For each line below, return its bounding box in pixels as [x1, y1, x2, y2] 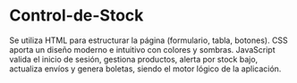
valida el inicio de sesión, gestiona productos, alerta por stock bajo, [9, 54, 259, 64]
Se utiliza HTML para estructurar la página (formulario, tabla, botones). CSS [9, 35, 288, 46]
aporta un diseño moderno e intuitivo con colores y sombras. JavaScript [9, 44, 276, 54]
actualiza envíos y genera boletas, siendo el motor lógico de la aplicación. [9, 63, 282, 74]
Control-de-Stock [9, 5, 144, 26]
